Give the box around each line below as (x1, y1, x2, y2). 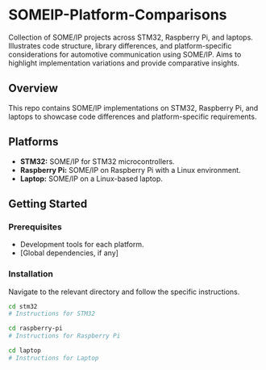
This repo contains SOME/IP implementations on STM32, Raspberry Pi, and (8, 103, 259, 112)
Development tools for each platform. (19, 240, 144, 250)
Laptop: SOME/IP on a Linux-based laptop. (19, 174, 164, 183)
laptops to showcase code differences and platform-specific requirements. (8, 111, 257, 121)
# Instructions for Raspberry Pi (8, 332, 121, 340)
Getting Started (8, 196, 88, 211)
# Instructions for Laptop (8, 354, 99, 362)
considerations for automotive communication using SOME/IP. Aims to (8, 49, 242, 59)
